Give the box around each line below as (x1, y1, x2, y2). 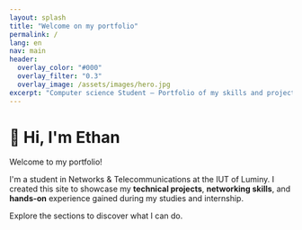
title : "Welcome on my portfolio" (9, 22, 139, 31)
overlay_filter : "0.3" (17, 72, 102, 81)
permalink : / (9, 30, 58, 39)
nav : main (9, 47, 47, 56)
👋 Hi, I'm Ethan (9, 127, 120, 147)
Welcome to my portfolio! (9, 156, 103, 167)
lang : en (9, 38, 42, 48)
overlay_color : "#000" (17, 64, 102, 73)
